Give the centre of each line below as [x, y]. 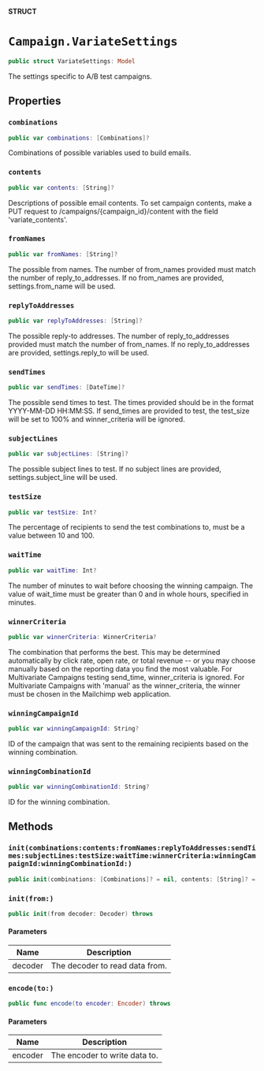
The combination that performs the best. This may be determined [114, 652]
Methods [31, 827]
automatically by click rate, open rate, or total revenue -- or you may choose [132, 660]
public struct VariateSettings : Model [72, 61]
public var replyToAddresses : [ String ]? [76, 321]
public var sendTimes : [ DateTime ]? [67, 388]
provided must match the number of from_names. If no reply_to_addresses [129, 344]
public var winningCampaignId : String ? [74, 729]
